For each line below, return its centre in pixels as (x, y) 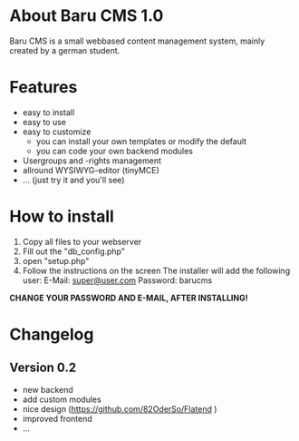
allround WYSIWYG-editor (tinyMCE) (91, 170)
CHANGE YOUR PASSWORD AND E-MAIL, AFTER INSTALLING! (129, 298)
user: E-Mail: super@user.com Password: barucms (117, 280)
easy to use (44, 122)
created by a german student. (65, 50)
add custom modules (62, 399)
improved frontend (57, 418)
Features (43, 88)
